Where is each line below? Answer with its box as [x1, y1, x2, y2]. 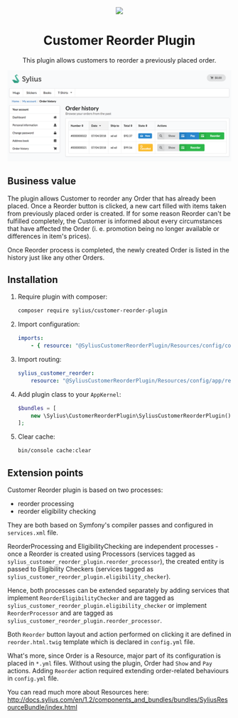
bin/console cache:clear [17, 447, 92, 454]
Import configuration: [17, 320, 80, 328]
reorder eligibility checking [17, 507, 97, 515]
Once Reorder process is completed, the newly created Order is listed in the [7, 245, 229, 254]
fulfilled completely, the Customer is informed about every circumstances [7, 217, 222, 225]
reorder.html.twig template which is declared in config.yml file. [7, 638, 195, 646]
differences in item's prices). [7, 232, 91, 240]
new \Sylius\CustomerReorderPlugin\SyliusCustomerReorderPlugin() [31, 412, 232, 419]
